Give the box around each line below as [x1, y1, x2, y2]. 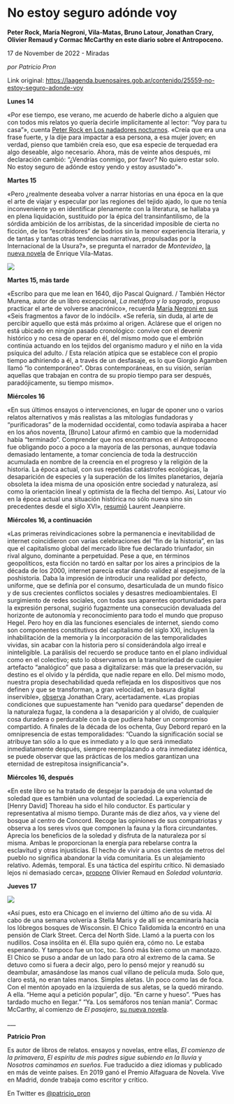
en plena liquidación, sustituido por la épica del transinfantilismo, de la [7, 212, 210, 220]
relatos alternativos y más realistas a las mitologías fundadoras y [7, 413, 193, 421]
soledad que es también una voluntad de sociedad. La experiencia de [7, 794, 207, 802]
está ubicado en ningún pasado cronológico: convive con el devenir [7, 327, 203, 335]
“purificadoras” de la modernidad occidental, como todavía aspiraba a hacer [7, 420, 228, 429]
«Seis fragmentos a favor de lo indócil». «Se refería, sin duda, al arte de [7, 311, 214, 320]
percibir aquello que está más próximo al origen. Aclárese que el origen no [7, 319, 222, 327]
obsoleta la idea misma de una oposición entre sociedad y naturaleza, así [7, 480, 219, 488]
